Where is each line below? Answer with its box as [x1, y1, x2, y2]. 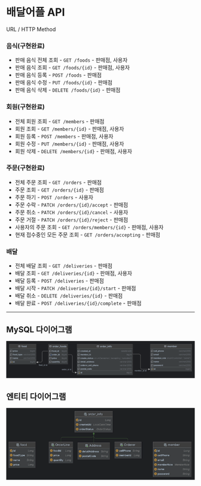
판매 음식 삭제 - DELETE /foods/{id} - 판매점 [14, 86, 121, 93]
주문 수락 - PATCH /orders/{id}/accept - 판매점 [14, 201, 129, 208]
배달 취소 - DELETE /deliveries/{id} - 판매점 [14, 292, 123, 299]
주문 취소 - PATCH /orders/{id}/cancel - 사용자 [14, 208, 129, 215]
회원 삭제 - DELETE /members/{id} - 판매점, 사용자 [14, 147, 133, 154]
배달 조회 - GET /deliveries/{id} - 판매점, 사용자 [14, 270, 133, 277]
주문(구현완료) [6, 164, 45, 172]
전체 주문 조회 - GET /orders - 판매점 [14, 178, 102, 186]
